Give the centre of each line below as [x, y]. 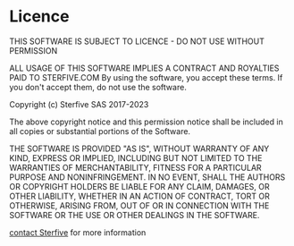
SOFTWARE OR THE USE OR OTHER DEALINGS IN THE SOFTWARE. [134, 215]
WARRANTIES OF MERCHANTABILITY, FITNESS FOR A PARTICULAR [135, 167]
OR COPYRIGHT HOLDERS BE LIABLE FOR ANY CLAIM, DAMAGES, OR [139, 186]
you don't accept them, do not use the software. [98, 87]
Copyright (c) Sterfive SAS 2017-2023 [79, 104]
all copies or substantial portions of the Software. [100, 131]
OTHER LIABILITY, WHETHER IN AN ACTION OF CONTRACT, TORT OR [139, 196]
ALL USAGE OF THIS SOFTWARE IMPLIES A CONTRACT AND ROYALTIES [144, 68]
